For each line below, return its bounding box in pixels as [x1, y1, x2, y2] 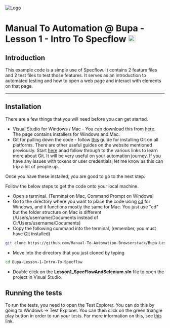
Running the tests [5, 288, 62, 297]
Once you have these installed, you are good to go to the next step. [5, 173, 146, 179]
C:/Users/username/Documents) [12, 220, 81, 226]
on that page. [5, 83, 33, 89]
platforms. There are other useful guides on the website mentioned [12, 142, 153, 148]
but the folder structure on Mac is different [12, 209, 102, 215]
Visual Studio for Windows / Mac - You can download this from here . [12, 126, 156, 132]
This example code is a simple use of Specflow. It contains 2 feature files [5, 67, 158, 73]
